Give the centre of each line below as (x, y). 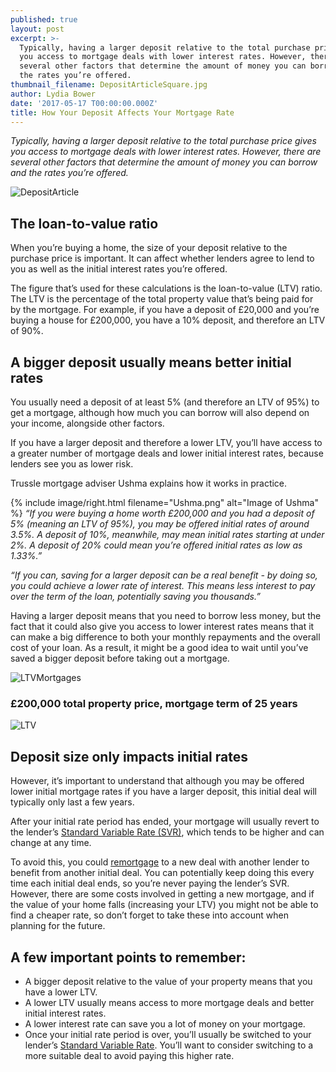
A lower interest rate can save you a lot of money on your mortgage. (165, 1023)
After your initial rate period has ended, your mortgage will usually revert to (165, 822)
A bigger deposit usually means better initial (151, 362)
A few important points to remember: (128, 957)
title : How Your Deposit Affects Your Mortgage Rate (122, 112)
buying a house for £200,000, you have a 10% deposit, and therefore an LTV (168, 320)
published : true (44, 19)
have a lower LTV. (61, 992)
